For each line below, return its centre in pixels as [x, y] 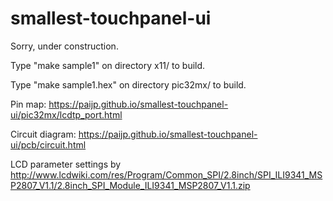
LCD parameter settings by [66, 164]
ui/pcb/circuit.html [48, 144]
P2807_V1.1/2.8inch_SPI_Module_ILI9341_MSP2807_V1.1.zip [130, 185]
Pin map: [28, 104]
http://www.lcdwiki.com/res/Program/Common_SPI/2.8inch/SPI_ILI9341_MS [166, 174]
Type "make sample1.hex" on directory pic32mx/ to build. [128, 84]
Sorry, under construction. [64, 46]
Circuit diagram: [43, 134]
